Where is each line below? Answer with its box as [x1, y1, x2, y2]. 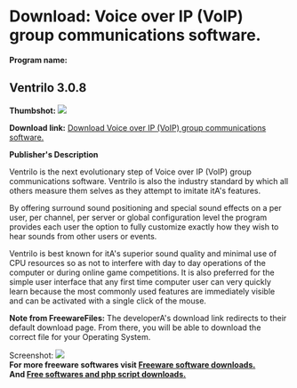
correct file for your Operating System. [9, 331, 151, 342]
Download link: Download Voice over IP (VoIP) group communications [9, 122, 267, 133]
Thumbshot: [9, 105, 56, 116]
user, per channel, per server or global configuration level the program [9, 212, 268, 222]
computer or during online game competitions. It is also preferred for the [9, 267, 275, 278]
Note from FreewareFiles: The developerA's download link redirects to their [9, 312, 287, 323]
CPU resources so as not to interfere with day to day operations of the [9, 257, 267, 268]
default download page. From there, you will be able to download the [9, 322, 261, 333]
